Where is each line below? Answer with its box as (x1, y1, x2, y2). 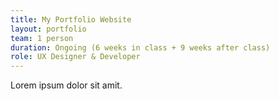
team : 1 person (10, 33, 74, 43)
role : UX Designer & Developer (10, 52, 141, 62)
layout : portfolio (10, 24, 87, 34)
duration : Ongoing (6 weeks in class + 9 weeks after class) (10, 42, 271, 53)
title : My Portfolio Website (10, 14, 132, 25)
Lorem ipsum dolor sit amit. (10, 79, 123, 91)
